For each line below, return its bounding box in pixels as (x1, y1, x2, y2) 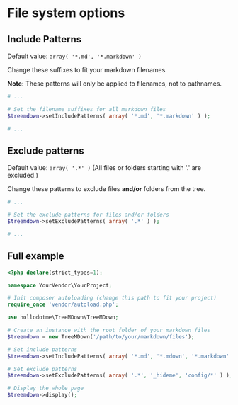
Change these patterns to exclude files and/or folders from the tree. (7, 185, 206, 193)
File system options (7, 5, 125, 21)
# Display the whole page (7, 384, 84, 392)
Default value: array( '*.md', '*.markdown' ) (7, 52, 142, 60)
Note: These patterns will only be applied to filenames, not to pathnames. (7, 79, 222, 88)
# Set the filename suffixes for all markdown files (7, 105, 166, 113)
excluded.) (7, 171, 39, 180)
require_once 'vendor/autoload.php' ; (7, 301, 119, 309)
